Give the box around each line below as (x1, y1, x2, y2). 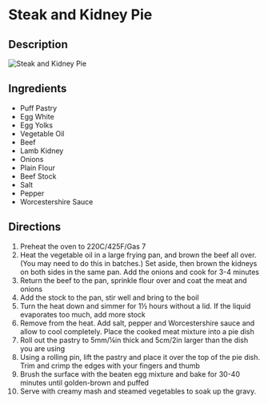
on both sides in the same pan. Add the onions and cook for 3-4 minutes (19, 267, 260, 277)
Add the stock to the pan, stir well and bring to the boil (19, 293, 199, 302)
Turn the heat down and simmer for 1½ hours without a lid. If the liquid (19, 301, 251, 310)
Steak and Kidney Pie (8, 6, 153, 24)
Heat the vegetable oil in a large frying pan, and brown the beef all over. (19, 250, 257, 260)
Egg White (19, 111, 54, 121)
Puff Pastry (19, 103, 58, 113)
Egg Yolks (19, 120, 54, 130)
